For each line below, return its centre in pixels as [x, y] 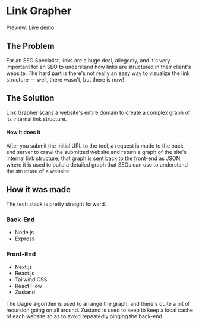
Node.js [24, 232]
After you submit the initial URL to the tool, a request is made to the [88, 145]
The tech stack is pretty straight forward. [56, 204]
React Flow [29, 286]
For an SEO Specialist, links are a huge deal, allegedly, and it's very [88, 60]
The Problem [30, 46]
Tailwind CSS [31, 280]
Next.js [23, 267]
